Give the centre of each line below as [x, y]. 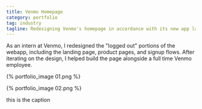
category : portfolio [32, 17]
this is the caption [28, 100]
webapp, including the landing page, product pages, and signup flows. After [100, 52]
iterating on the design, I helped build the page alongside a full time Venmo [99, 58]
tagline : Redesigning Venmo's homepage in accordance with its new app [98, 29]
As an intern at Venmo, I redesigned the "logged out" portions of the [91, 46]
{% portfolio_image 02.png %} [44, 89]
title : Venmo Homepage [35, 12]
